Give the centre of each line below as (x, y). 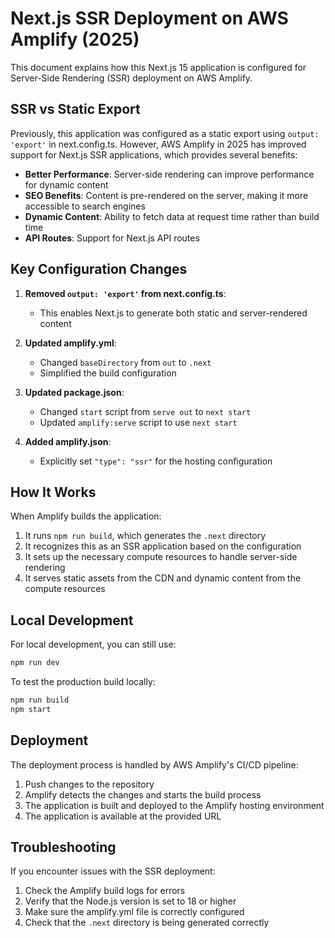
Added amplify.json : (68, 441)
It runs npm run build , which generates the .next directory (145, 536)
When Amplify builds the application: (86, 516)
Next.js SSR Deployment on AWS (149, 18)
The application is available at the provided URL (123, 816)
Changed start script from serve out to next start (145, 411)
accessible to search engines (85, 206)
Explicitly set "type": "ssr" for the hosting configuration (156, 461)
